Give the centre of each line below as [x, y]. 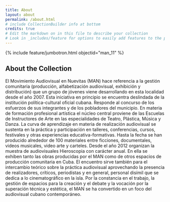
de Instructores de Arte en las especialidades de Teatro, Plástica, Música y [83, 119]
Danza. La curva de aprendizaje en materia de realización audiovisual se [81, 124]
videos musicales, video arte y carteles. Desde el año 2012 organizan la [80, 146]
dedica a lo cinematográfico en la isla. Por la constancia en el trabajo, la [80, 178]
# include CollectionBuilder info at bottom [53, 24]
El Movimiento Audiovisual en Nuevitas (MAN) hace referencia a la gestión [83, 81]
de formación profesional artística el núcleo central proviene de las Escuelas [85, 113]
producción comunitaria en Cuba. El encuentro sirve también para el [76, 162]
